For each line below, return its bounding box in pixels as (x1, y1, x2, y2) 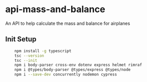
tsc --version (14, 53, 44, 58)
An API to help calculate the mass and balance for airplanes (5, 20, 131, 26)
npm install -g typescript (14, 48, 72, 54)
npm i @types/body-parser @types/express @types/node (14, 67, 131, 72)
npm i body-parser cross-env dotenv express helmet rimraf (14, 62, 142, 68)
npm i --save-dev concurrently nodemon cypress (14, 72, 117, 77)
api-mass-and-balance (5, 4, 105, 15)
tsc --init (14, 58, 38, 63)
